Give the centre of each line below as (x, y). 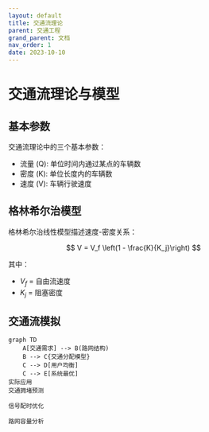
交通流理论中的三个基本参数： (57, 147)
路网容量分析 (26, 422)
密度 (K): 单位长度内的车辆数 (66, 173)
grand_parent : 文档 (39, 38)
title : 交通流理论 (36, 23)
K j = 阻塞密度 (41, 293)
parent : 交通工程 (35, 30)
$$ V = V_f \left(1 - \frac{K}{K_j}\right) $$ (134, 247)
